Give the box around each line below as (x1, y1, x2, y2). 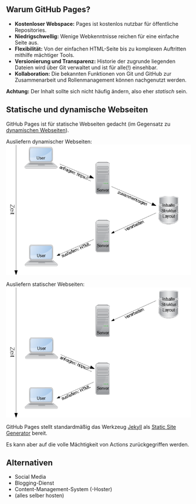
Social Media (14, 473, 46, 481)
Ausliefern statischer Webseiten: (6, 280, 85, 287)
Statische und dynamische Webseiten (6, 105, 148, 115)
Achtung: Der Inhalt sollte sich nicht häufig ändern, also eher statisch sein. (6, 87, 188, 94)
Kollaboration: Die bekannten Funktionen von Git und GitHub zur (14, 70, 172, 77)
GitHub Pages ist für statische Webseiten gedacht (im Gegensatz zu (6, 120, 171, 127)
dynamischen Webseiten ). (6, 126, 69, 134)
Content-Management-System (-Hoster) (14, 486, 113, 493)
